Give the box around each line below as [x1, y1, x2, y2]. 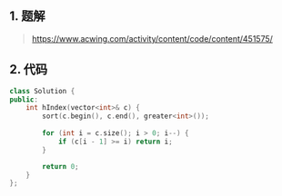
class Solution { [9, 86, 76, 95]
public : [9, 94, 39, 104]
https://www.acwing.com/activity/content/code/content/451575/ [31, 33, 273, 44]
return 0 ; [42, 162, 79, 171]
